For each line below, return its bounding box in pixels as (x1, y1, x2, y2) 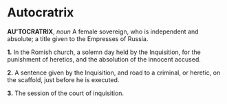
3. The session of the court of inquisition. (7, 89, 125, 97)
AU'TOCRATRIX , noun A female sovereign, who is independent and (7, 27, 199, 36)
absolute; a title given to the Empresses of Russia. (7, 34, 149, 42)
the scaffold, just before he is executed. (7, 75, 120, 83)
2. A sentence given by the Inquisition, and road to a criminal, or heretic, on (7, 68, 221, 77)
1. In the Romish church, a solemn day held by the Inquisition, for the (7, 48, 201, 56)
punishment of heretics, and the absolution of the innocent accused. (7, 55, 201, 63)
